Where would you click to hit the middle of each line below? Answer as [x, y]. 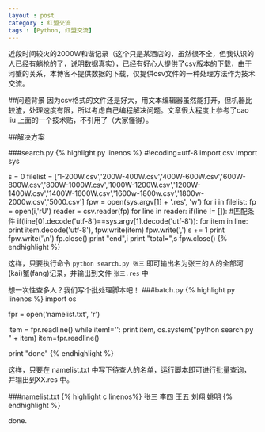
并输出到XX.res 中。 [41, 380]
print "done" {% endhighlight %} [61, 354]
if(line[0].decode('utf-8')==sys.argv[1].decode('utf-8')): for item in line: [132, 221]
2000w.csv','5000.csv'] [46, 202]
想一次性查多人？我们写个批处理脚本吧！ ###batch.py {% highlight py [122, 290]
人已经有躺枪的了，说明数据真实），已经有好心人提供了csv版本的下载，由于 [130, 63]
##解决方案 [26, 137]
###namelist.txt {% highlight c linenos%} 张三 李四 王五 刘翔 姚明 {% [121, 396]
